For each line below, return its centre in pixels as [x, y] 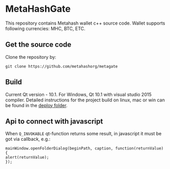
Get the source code [38, 45]
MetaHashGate [38, 9]
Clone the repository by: [31, 57]
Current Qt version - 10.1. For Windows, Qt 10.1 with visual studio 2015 [79, 94]
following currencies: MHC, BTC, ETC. [45, 28]
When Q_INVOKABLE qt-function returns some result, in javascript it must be [83, 134]
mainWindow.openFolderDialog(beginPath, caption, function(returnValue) [84, 149]
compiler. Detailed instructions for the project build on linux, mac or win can [85, 100]
